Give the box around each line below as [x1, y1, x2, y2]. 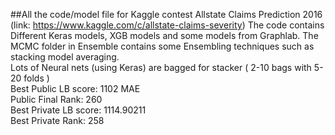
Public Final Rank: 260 [10, 94, 103, 105]
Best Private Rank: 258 [10, 115, 105, 126]
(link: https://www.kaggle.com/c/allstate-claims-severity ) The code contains [10, 19, 325, 31]
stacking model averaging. [10, 51, 120, 63]
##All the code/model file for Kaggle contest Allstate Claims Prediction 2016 [10, 9, 323, 20]
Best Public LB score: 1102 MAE [10, 83, 141, 94]
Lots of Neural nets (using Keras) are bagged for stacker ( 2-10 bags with [10, 62, 312, 73]
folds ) [23, 72, 50, 84]
